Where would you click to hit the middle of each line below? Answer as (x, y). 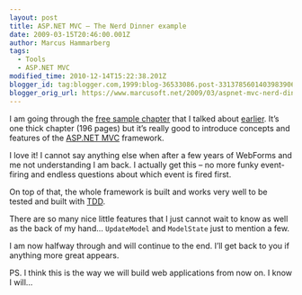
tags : (19, 51)
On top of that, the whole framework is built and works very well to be (138, 192)
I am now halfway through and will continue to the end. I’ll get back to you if (150, 246)
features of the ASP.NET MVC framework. (87, 138)
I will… (21, 282)
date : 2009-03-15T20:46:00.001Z (70, 34)
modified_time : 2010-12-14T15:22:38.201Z (88, 76)
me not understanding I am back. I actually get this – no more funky (134, 165)
